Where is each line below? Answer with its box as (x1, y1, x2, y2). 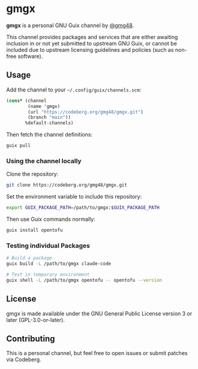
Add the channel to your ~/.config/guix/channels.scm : (6, 86, 142, 93)
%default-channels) (25, 120, 74, 126)
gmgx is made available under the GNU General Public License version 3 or (6, 309, 193, 317)
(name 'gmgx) (28, 103, 61, 110)
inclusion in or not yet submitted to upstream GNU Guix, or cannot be (6, 40, 177, 47)
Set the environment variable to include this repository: (6, 193, 142, 200)
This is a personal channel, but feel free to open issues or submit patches (6, 350, 188, 357)
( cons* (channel (6, 98, 47, 104)
